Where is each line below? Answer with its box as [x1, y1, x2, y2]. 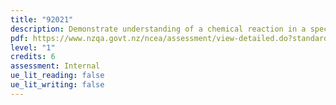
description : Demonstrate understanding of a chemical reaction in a [10, 24, 307, 34]
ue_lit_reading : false [10, 71, 105, 81]
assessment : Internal [10, 61, 101, 71]
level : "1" [10, 42, 56, 53]
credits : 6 [10, 52, 56, 62]
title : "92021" [10, 14, 74, 25]
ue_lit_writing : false [10, 80, 105, 90]
